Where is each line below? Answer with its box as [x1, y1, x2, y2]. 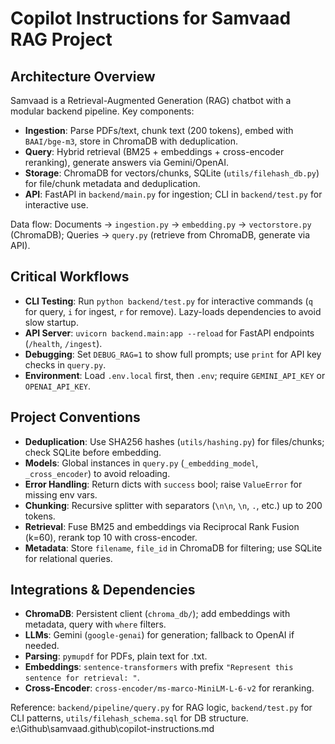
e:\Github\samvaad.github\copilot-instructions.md [10, 723, 215, 735]
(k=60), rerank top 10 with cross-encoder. [24, 531, 198, 543]
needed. [24, 640, 60, 652]
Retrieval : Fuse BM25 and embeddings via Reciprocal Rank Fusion [24, 520, 300, 532]
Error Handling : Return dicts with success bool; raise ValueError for [24, 478, 303, 490]
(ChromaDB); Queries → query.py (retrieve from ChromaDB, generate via [10, 229, 311, 241]
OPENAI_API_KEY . [24, 380, 92, 392]
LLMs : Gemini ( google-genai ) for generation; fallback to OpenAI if [24, 629, 295, 641]
